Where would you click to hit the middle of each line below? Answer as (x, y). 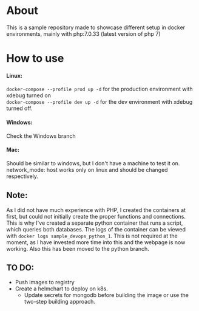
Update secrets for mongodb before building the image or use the (106, 295)
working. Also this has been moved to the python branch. (78, 248)
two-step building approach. (60, 302)
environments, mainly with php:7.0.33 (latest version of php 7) (83, 33)
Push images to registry (45, 282)
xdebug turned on (29, 95)
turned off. (19, 108)
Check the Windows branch (41, 136)
